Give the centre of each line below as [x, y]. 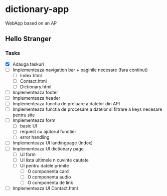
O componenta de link [50, 182]
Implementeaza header [36, 98]
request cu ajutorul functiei [48, 132]
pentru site [24, 115]
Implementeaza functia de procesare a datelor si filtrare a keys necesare [87, 109]
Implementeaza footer [35, 92]
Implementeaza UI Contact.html [45, 188]
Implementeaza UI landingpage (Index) [52, 143]
